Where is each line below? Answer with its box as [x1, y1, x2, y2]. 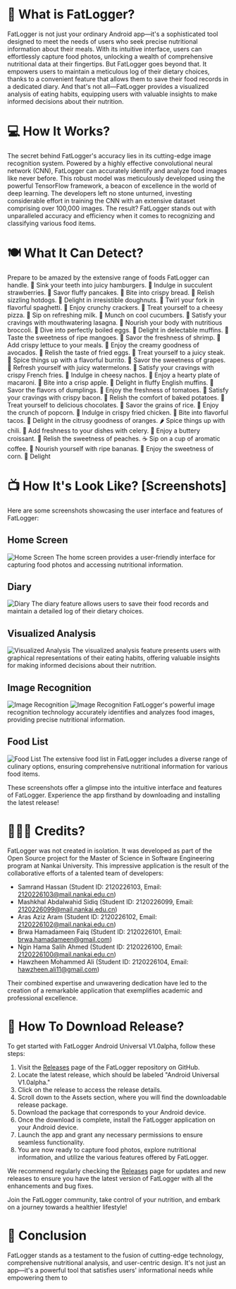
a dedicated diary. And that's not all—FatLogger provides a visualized [7, 82, 209, 90]
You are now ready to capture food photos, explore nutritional [17, 1145, 197, 1153]
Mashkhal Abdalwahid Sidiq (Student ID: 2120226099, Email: [17, 897, 194, 906]
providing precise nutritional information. [7, 716, 125, 724]
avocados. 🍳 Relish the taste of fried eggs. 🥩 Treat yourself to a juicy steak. [7, 348, 225, 356]
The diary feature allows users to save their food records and [31, 599, 209, 608]
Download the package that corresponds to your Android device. [17, 1108, 206, 1116]
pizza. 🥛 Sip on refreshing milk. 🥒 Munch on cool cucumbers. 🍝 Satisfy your [7, 311, 227, 319]
